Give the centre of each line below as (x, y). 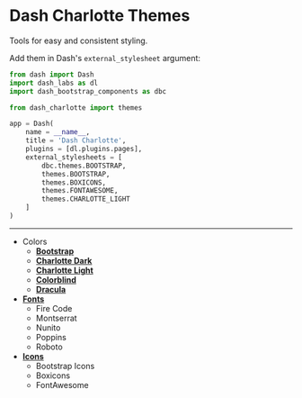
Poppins (51, 337)
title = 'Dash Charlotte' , (76, 140)
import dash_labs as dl (54, 83)
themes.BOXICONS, (74, 182)
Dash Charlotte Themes (100, 16)
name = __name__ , (58, 132)
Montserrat (57, 318)
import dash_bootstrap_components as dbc (88, 91)
